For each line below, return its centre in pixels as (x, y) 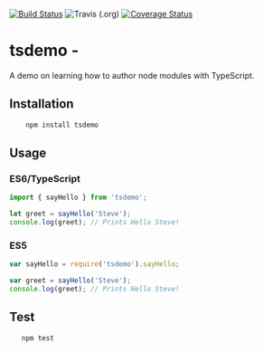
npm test (38, 338)
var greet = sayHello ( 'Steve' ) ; (70, 281)
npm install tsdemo (62, 125)
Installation (42, 104)
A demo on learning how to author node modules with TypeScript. (132, 75)
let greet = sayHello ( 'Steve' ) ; (70, 214)
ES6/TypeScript (45, 178)
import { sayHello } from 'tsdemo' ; (78, 198)
